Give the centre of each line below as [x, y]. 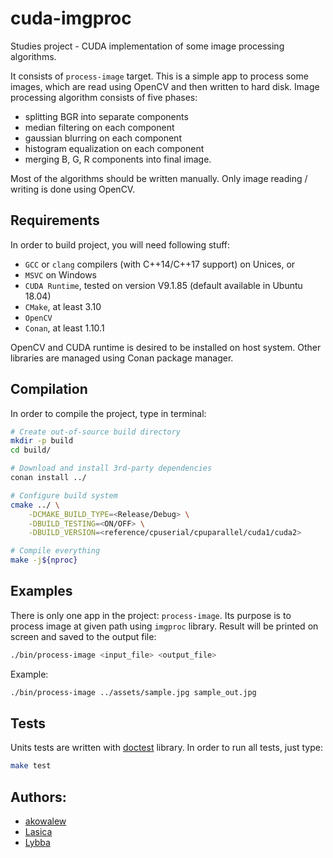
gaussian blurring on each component [103, 138]
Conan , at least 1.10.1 [64, 328]
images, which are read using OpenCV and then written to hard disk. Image [165, 86]
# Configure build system [64, 495]
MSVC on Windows [60, 274]
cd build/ [31, 450]
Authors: [38, 797]
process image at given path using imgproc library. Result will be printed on [164, 626]
